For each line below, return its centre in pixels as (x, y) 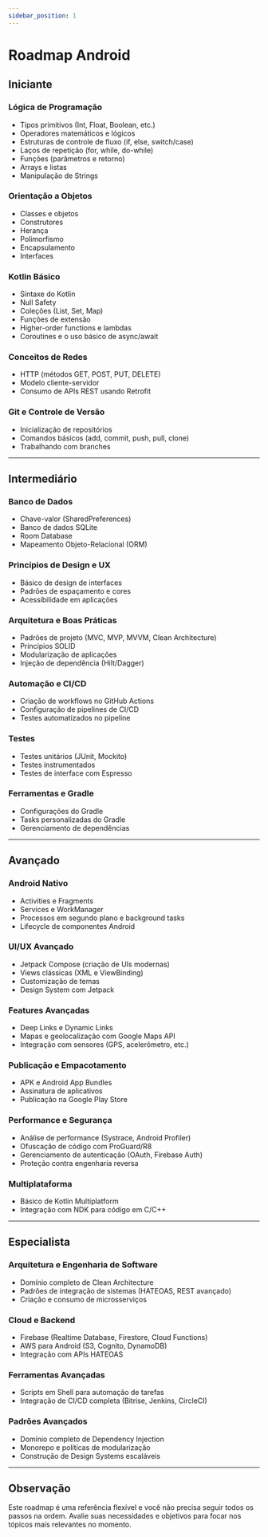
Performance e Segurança (61, 1120)
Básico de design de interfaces (71, 583)
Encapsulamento (47, 247)
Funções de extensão (55, 319)
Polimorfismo (41, 239)
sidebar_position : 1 (43, 16)
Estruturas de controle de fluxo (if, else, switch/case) (106, 141)
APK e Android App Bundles (66, 1083)
